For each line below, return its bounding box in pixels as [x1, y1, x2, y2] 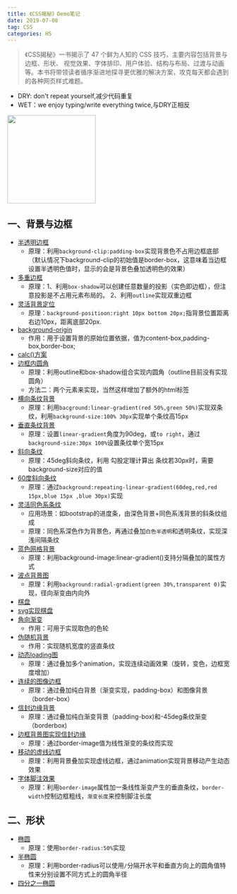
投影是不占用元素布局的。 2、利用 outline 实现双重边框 [34, 291, 193, 300]
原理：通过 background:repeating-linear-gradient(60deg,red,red [28, 483, 217, 491]
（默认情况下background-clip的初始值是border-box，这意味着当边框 [28, 256, 227, 264]
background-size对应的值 [28, 465, 103, 474]
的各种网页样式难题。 [24, 77, 87, 86]
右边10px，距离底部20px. [28, 317, 102, 326]
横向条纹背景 [17, 394, 55, 403]
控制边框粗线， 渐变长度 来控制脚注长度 [44, 792, 152, 801]
